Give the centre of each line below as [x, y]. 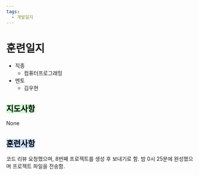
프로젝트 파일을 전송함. [39, 166]
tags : [13, 12]
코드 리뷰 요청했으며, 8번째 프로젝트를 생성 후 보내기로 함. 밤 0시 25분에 [89, 159]
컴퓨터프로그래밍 [43, 73]
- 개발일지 [23, 17]
